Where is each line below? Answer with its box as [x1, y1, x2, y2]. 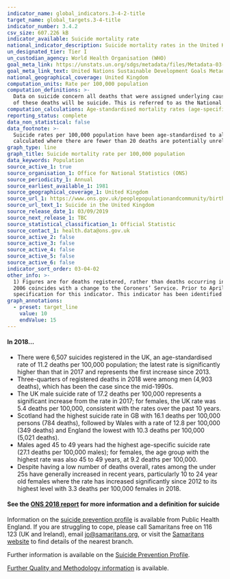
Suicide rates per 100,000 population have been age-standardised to [13, 131, 216, 138]
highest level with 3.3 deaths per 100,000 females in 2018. [16, 484, 181, 492]
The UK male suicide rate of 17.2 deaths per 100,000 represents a [16, 389, 202, 398]
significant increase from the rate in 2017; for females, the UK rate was [16, 396, 216, 405]
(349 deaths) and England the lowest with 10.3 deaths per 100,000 [16, 426, 205, 434]
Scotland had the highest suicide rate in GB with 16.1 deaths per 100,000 [16, 411, 220, 420]
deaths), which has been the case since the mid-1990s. [16, 382, 174, 390]
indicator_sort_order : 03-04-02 [7, 265, 99, 272]
